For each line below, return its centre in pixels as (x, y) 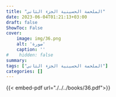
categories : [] (24, 71)
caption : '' (31, 50)
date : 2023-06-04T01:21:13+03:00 (47, 17)
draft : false (22, 22)
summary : (17, 60)
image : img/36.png (39, 39)
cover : (14, 33)
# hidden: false (30, 55)
